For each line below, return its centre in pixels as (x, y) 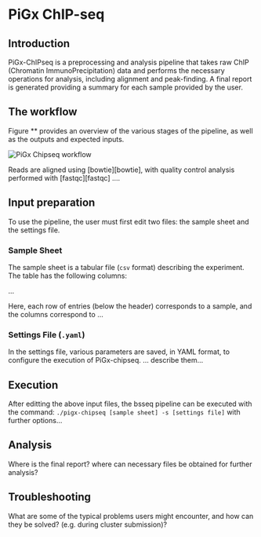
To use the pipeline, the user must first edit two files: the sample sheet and (129, 221)
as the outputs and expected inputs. (66, 139)
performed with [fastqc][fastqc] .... (64, 177)
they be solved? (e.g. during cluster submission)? (87, 524)
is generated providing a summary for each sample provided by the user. (125, 87)
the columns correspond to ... (56, 314)
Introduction (39, 44)
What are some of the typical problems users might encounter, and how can (131, 516)
